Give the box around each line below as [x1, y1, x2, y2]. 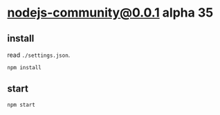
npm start [7, 101, 36, 108]
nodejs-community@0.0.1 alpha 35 [7, 5, 214, 21]
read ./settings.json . [7, 51, 71, 59]
